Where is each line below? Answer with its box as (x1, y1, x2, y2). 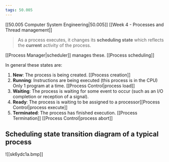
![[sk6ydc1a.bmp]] (5, 151, 43, 157)
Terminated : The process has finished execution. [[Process (12, 110, 138, 116)
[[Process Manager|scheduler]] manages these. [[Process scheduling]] (5, 52, 155, 58)
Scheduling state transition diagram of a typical (5, 130, 159, 139)
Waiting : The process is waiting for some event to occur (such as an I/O (12, 88, 163, 94)
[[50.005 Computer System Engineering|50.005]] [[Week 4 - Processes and (5, 21, 164, 28)
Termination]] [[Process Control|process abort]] (12, 115, 113, 121)
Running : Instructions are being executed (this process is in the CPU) (12, 77, 158, 83)
